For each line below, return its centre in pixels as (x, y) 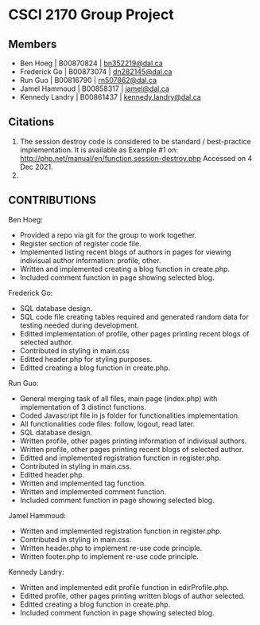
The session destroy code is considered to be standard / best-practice (136, 141)
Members (33, 44)
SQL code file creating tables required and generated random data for (134, 316)
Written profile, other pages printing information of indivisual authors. (133, 441)
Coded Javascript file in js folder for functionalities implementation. (130, 415)
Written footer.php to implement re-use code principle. (109, 556)
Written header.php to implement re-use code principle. (111, 548)
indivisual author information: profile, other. (90, 260)
